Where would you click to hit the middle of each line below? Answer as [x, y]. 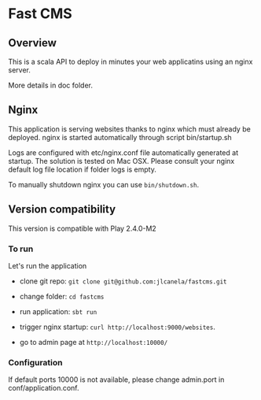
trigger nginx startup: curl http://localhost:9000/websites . [118, 327]
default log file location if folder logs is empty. [83, 169]
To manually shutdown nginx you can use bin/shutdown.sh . [103, 184]
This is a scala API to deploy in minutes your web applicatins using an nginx [130, 61]
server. [20, 70]
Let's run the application [48, 265]
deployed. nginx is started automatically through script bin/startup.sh [120, 137]
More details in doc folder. [50, 85]
